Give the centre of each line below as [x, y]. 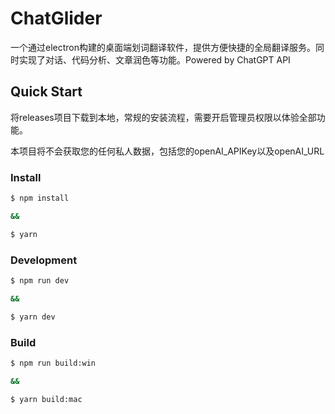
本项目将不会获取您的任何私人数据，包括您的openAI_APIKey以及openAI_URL [167, 151]
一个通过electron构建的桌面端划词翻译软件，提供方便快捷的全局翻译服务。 [163, 47]
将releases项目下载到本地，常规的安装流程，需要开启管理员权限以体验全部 [163, 117]
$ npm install [40, 198]
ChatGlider [56, 18]
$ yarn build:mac [46, 399]
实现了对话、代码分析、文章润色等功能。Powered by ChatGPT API [154, 59]
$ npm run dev [40, 280]
